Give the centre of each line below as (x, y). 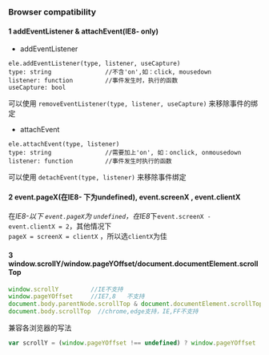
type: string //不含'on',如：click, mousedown (110, 72)
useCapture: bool (37, 88)
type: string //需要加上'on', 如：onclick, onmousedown (125, 153)
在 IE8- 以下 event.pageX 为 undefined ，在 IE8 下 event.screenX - (110, 216)
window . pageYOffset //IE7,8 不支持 (76, 297)
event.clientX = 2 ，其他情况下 (60, 226)
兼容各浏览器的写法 (40, 328)
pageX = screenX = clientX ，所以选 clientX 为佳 (88, 236)
